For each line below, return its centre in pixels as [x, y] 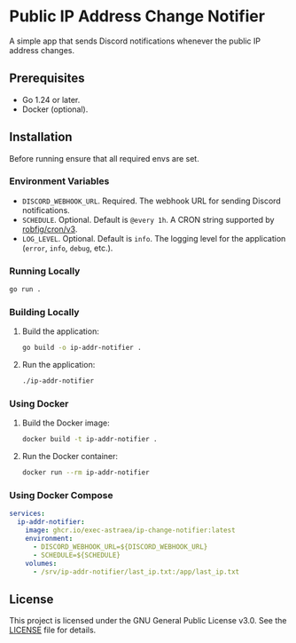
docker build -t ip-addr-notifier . [90, 440]
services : [27, 514]
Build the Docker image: [66, 423]
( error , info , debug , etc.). [67, 248]
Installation [41, 137]
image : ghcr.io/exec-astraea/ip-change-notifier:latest [131, 530]
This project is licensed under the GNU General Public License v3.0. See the [148, 621]
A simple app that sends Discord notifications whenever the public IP [135, 41]
